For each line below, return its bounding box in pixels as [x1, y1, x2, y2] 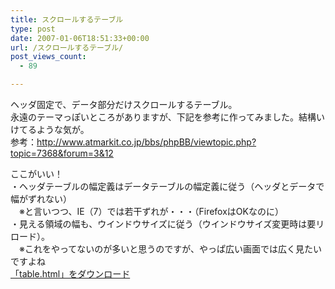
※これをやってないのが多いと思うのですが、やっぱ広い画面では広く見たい [18, 243, 322, 255]
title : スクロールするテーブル [10, 14, 124, 25]
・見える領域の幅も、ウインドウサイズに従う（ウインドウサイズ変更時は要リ [10, 218, 325, 230]
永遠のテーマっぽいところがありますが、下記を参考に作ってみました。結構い [10, 111, 326, 123]
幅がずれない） [10, 193, 72, 205]
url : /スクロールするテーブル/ [10, 42, 124, 53]
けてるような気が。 [10, 124, 90, 135]
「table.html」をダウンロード [10, 268, 131, 280]
